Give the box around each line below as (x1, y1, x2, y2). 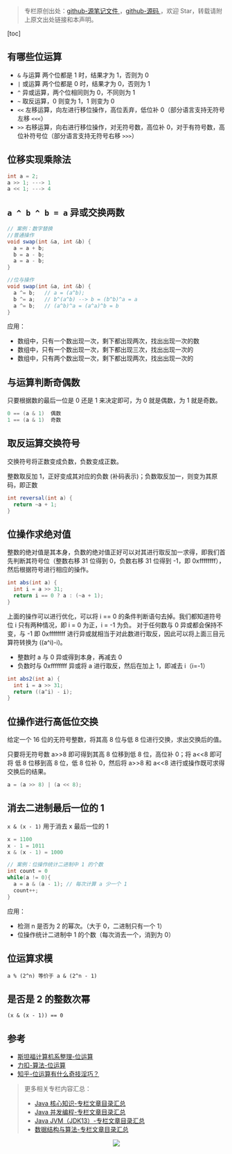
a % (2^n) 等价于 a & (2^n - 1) (7, 973, 98, 980)
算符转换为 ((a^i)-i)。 (7, 638, 67, 646)
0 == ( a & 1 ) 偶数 (7, 410, 62, 417)
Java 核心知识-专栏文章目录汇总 (34, 1099, 126, 1108)
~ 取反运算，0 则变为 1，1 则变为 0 (17, 96, 115, 105)
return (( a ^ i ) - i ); (13, 688, 73, 695)
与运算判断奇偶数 (7, 376, 80, 388)
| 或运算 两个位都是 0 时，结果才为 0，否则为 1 (17, 79, 150, 87)
